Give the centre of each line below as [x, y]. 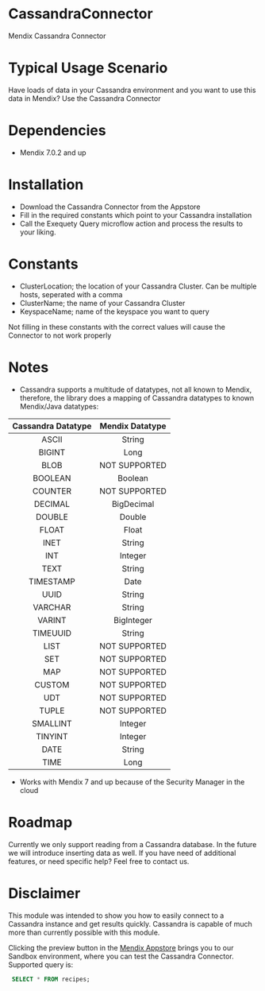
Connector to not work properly [60, 335]
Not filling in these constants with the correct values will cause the [117, 327]
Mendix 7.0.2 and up [53, 153]
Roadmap [40, 822]
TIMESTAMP [52, 581]
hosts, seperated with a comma [71, 294]
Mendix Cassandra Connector [57, 36]
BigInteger [133, 620]
